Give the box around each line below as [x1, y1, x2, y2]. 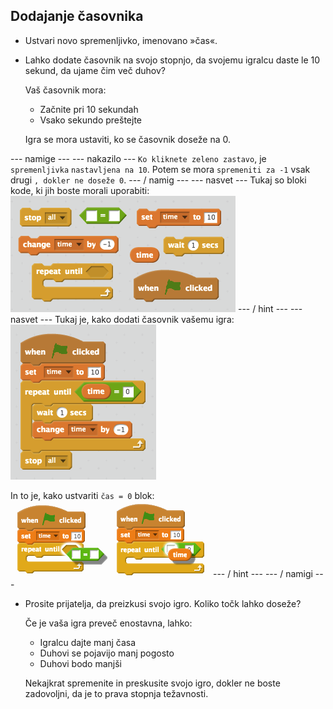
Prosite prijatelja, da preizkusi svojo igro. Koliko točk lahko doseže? [24, 597, 302, 609]
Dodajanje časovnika [10, 8, 144, 25]
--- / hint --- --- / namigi [212, 567, 313, 579]
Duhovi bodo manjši [39, 657, 123, 669]
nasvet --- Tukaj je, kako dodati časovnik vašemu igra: [10, 313, 235, 325]
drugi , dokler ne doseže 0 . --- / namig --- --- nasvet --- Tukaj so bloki [10, 174, 307, 186]
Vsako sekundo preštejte [39, 114, 143, 126]
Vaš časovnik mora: [24, 84, 107, 96]
